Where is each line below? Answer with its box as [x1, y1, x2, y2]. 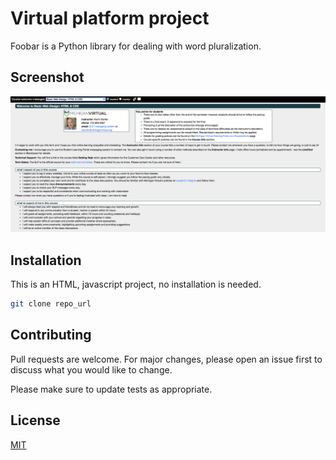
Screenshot [10, 69, 85, 86]
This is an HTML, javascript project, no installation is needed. [10, 278, 262, 291]
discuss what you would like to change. [10, 363, 173, 376]
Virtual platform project [10, 7, 210, 30]
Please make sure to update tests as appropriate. [10, 383, 213, 395]
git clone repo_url [10, 299, 92, 309]
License [10, 412, 61, 429]
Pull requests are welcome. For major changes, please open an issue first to [10, 353, 323, 365]
